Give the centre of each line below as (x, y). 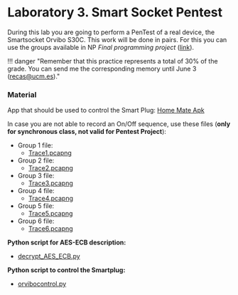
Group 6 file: (36, 221)
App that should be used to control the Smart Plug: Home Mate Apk (106, 110)
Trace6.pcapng (50, 229)
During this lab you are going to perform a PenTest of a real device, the (111, 32)
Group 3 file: (36, 176)
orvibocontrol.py (42, 284)
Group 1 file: (35, 145)
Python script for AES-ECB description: (67, 242)
